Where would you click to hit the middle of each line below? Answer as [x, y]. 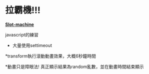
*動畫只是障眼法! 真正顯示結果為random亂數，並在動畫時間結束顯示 [74, 66]
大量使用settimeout [32, 45]
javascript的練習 [22, 34]
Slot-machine [19, 24]
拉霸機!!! [23, 10]
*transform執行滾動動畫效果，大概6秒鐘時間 [50, 56]
